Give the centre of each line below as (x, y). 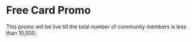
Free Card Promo (48, 10)
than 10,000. (21, 33)
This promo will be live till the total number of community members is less (96, 27)
